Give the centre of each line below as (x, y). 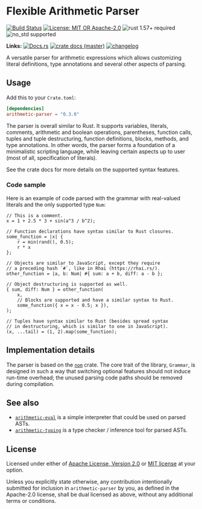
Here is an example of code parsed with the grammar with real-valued (93, 198)
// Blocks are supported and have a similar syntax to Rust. (95, 300)
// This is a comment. (35, 215)
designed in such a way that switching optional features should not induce (99, 371)
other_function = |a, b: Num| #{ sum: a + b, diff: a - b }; (85, 273)
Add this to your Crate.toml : (41, 97)
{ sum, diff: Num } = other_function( (55, 289)
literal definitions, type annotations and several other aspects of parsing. (96, 64)
